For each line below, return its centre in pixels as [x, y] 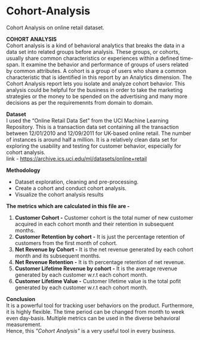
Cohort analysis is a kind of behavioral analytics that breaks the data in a [96, 45]
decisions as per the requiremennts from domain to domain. [80, 102]
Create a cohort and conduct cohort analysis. [70, 188]
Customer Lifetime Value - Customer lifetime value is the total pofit [98, 281]
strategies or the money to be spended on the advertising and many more [97, 96]
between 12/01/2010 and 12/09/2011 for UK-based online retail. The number [99, 133]
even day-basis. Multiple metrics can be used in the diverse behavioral [93, 318]
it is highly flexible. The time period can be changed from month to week [96, 311]
